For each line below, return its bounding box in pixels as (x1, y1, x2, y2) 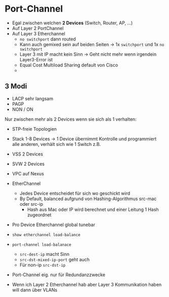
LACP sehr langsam (12, 95, 54, 101)
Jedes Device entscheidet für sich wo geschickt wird (19, 190, 131, 196)
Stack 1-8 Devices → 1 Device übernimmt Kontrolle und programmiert (12, 135, 157, 142)
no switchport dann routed (19, 36, 76, 42)
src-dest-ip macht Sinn (19, 251, 70, 257)
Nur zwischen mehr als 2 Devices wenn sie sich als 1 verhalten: (5, 116, 137, 122)
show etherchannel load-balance (12, 232, 80, 237)
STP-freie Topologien (12, 126, 57, 132)
